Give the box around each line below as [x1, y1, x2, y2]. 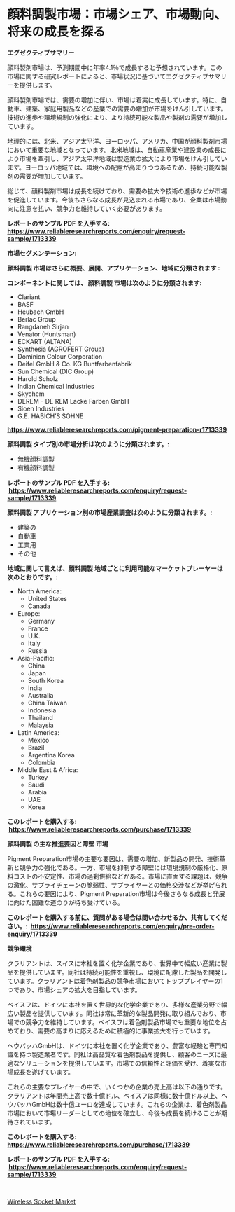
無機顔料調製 [17, 455, 55, 463]
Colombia [27, 758, 56, 766]
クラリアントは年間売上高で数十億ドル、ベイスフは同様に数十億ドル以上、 [7, 1091, 222, 1100]
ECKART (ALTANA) [17, 337, 72, 345]
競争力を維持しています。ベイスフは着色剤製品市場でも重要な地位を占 [25, 1017, 227, 1026]
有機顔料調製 [17, 463, 55, 471]
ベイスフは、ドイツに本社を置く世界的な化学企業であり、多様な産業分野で [7, 1000, 222, 1009]
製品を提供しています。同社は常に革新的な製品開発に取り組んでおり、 [19, 1009, 220, 1017]
